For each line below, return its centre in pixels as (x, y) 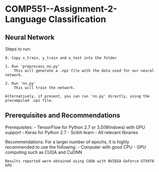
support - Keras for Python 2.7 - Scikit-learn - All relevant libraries (72, 132)
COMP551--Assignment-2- (61, 9)
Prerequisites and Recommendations (63, 115)
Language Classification (56, 19)
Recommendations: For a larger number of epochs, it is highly (67, 142)
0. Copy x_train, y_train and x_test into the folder (61, 58)
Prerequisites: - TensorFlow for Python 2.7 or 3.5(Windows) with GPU (75, 127)
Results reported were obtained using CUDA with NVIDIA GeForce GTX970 (79, 161)
